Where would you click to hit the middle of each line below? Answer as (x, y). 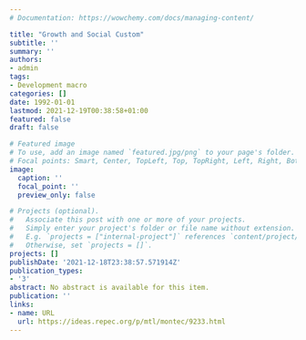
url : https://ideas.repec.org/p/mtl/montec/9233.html (122, 321)
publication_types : (46, 271)
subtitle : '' (34, 43)
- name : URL (32, 313)
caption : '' (41, 178)
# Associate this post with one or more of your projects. (128, 220)
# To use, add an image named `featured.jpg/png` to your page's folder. (153, 153)
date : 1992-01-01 (42, 102)
